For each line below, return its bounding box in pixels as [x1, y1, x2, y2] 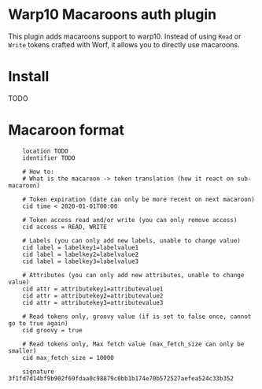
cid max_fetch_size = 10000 [22, 354, 114, 361]
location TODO [22, 147, 68, 155]
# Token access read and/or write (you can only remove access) [22, 216, 238, 224]
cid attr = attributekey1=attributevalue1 [22, 285, 164, 293]
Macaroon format [8, 121, 124, 139]
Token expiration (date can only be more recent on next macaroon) [28, 195, 256, 203]
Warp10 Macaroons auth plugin [8, 6, 217, 24]
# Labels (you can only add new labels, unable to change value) [22, 236, 242, 245]
